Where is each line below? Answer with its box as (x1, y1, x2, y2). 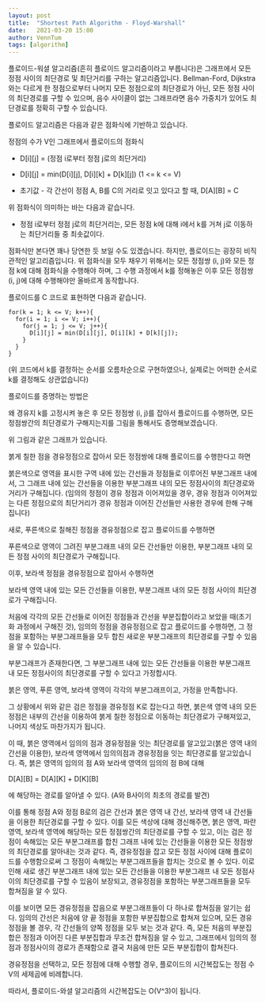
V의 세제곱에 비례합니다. (8, 970, 83, 979)
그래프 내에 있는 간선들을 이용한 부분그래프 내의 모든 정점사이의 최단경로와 (26, 479, 256, 488)
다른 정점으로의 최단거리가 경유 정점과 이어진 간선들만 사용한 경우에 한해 (16, 498, 239, 508)
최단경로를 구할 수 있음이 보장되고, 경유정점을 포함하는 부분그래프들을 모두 (22, 876, 252, 886)
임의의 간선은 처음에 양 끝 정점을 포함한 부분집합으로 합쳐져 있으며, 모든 (18, 913, 238, 922)
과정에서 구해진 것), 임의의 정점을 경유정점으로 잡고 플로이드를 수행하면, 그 (16, 622, 245, 631)
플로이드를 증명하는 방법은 (8, 392, 89, 401)
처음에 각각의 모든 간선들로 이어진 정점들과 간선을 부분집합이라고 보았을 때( (8, 612, 239, 622)
